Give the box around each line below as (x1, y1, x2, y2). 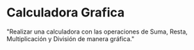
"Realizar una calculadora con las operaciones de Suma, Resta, (6, 27, 188, 36)
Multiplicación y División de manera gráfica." (6, 34, 135, 42)
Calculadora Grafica (6, 5, 125, 21)
